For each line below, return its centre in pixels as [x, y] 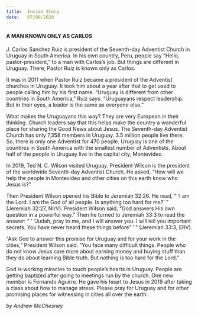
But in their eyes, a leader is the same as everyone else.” [75, 105]
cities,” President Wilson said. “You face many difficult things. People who [96, 245]
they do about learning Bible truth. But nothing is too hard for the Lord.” [93, 258]
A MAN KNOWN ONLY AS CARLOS [49, 36]
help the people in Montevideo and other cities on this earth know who [92, 178]
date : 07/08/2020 [30, 17]
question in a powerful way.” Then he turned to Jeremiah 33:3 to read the [95, 214]
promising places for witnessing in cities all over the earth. [77, 294]
